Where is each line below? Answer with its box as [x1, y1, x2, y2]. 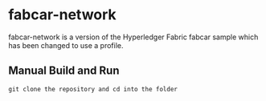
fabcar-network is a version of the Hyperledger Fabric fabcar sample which [8, 32, 259, 42]
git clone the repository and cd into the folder [8, 85, 178, 93]
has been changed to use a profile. [8, 40, 124, 50]
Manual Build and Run [8, 64, 120, 78]
